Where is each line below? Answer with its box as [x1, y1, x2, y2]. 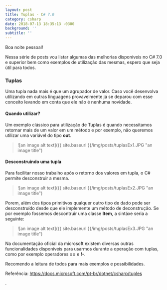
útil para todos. [5, 64, 36, 70]
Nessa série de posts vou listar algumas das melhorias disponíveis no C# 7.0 [5, 54, 163, 60]
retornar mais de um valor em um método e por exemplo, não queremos [5, 127, 153, 133]
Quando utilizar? [5, 110, 41, 116]
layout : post [5, 7, 32, 12]
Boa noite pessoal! [5, 44, 43, 50]
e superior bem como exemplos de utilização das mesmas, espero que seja [5, 59, 161, 65]
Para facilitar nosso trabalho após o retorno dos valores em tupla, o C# [5, 169, 151, 175]
